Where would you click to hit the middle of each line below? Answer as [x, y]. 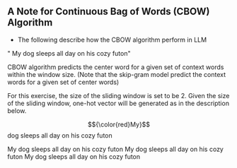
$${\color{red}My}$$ [119, 124]
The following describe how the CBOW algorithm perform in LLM [112, 40]
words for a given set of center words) [63, 82]
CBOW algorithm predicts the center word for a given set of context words [116, 67]
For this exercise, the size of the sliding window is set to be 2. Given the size [118, 95]
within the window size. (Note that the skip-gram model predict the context [117, 74]
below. [17, 110]
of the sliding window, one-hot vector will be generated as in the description [118, 103]
